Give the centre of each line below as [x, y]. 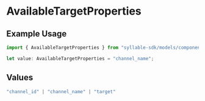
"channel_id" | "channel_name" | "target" [61, 92]
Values [20, 78]
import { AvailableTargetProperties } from [63, 47]
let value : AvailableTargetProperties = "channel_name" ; [80, 58]
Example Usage [37, 34]
